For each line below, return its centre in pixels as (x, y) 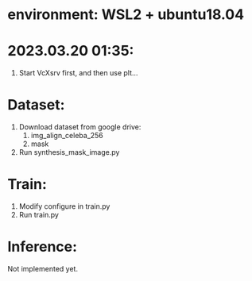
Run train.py (39, 215)
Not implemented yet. (43, 268)
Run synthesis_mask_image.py (69, 152)
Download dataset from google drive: (80, 127)
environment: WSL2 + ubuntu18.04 (126, 15)
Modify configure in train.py (64, 206)
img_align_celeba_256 (67, 136)
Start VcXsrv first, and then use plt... (78, 73)
